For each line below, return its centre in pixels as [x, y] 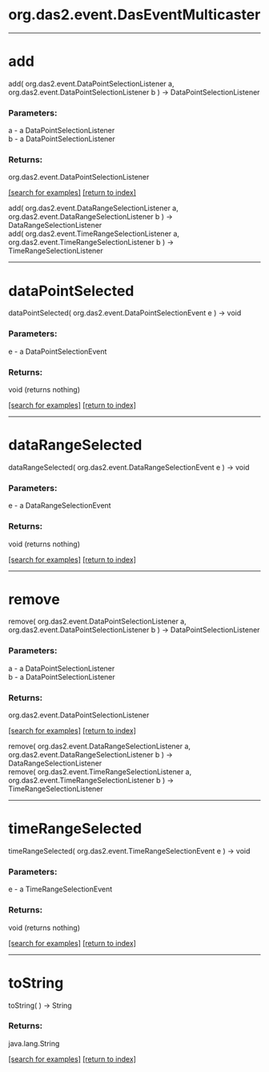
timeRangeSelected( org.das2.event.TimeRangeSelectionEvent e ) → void [129, 851]
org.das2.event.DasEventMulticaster [134, 15]
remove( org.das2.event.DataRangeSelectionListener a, [99, 746]
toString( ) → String [40, 1005]
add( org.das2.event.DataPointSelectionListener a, [91, 83]
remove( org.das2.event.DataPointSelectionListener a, [97, 621]
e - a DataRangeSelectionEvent [60, 506]
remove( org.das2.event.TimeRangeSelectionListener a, [100, 772]
